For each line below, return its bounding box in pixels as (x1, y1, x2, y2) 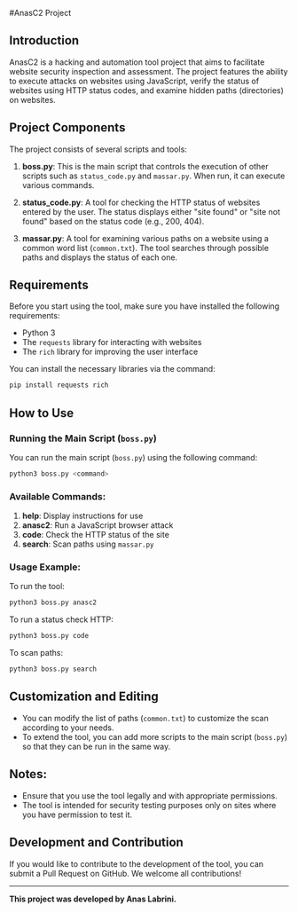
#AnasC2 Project (9, 8, 72, 18)
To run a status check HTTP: (9, 614, 114, 625)
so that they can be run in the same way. (21, 741, 171, 752)
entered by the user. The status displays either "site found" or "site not (21, 206, 281, 216)
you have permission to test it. (21, 809, 133, 820)
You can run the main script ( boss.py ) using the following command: (9, 453, 258, 462)
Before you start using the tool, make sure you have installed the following (9, 301, 280, 311)
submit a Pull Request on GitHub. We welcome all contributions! (9, 868, 242, 878)
